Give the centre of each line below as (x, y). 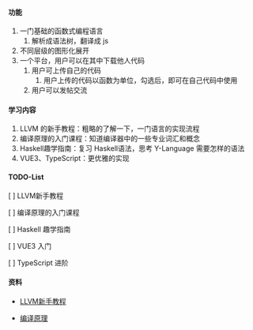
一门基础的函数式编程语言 (61, 31)
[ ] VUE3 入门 (30, 246)
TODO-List (26, 177)
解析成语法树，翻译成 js (70, 41)
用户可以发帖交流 (59, 90)
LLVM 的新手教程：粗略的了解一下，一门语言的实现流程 (110, 129)
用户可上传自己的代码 (66, 70)
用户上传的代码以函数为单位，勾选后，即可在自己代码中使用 (140, 81)
